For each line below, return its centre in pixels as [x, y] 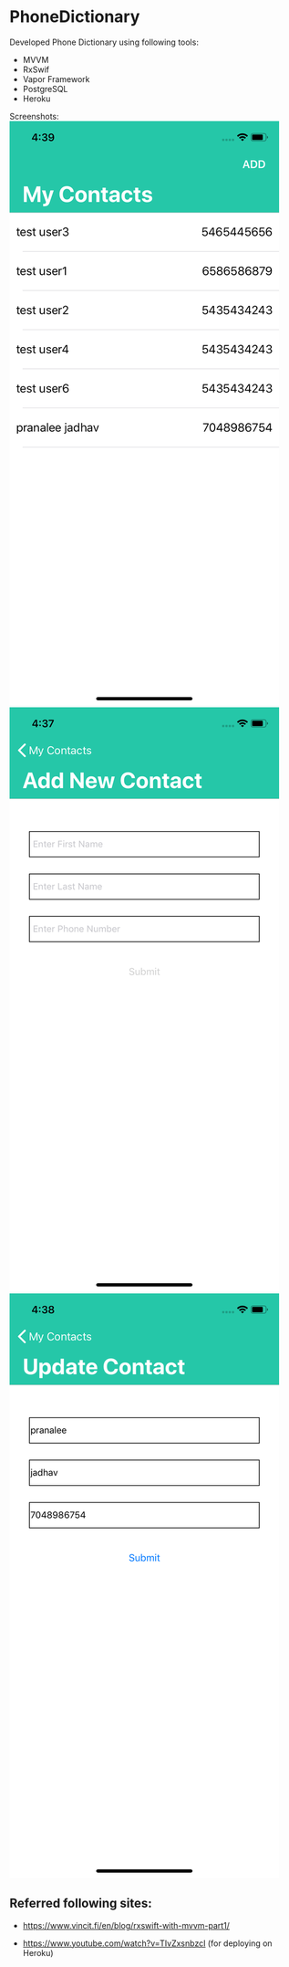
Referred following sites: [81, 1904]
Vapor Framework [56, 79]
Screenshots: [34, 116]
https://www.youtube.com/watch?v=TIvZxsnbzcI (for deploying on [147, 1943]
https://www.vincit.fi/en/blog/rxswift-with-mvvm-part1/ [126, 1925]
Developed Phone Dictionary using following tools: [104, 42]
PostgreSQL [45, 89]
